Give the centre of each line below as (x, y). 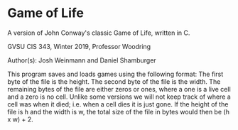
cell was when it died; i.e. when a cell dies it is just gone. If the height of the (118, 104)
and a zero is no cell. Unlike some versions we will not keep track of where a (119, 97)
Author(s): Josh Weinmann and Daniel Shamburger (82, 60)
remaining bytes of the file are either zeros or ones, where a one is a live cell (119, 89)
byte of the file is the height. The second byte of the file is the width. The (114, 81)
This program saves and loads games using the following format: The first (115, 74)
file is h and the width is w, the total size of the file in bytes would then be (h (118, 112)
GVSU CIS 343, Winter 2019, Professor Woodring (79, 46)
